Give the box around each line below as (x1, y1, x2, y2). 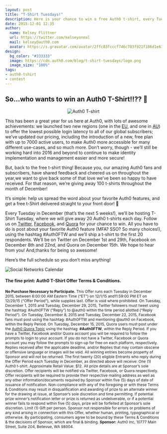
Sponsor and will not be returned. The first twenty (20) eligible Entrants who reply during (5, 354, 162, 359)
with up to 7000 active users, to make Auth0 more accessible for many (5, 139, 150, 145)
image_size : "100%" (9, 63, 50, 68)
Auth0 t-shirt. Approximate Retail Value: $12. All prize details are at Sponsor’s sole (5, 363, 149, 368)
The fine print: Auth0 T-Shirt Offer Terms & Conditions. (5, 278, 122, 284)
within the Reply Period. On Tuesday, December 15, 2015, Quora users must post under (5, 321, 158, 327)
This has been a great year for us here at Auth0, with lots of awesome (5, 118, 148, 124)
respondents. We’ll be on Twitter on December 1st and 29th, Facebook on (5, 237, 156, 243)
